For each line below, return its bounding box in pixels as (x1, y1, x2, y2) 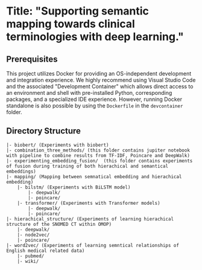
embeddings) (6, 168, 36, 175)
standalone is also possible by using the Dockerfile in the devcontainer (6, 102, 183, 109)
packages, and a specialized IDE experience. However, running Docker (6, 95, 183, 103)
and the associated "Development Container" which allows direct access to (6, 83, 194, 90)
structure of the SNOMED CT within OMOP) (6, 221, 112, 227)
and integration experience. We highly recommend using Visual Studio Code (6, 77, 196, 83)
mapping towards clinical (6, 17, 136, 31)
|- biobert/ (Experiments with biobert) (6, 142, 110, 148)
